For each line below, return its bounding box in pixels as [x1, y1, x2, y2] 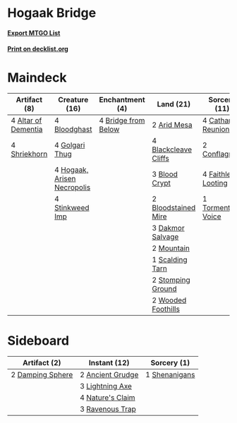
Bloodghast [54, 125, 92, 135]
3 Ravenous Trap [80, 404, 136, 414]
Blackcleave [152, 145, 193, 154]
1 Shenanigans [145, 370, 195, 380]
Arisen [54, 174, 76, 184]
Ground [152, 284, 178, 294]
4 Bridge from [98, 116, 145, 125]
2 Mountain [152, 243, 190, 253]
